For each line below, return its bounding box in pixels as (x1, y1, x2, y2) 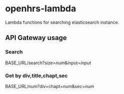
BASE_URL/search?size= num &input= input (5, 60, 91, 66)
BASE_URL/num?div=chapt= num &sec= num (5, 83, 94, 89)
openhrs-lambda (5, 3, 76, 14)
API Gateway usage (5, 34, 67, 42)
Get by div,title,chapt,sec (5, 72, 68, 79)
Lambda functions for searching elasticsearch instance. (5, 19, 120, 25)
